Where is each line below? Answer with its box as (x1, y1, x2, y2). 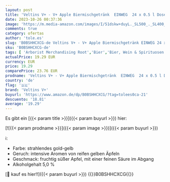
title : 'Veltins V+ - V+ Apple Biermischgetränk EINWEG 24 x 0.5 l (5, 12, 155, 17)
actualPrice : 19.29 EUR (5, 54, 56, 60)
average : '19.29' (5, 102, 42, 107)
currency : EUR (5, 59, 35, 64)
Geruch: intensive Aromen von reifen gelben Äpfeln (12, 151, 120, 157)
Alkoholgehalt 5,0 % (12, 161, 55, 167)
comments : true (5, 26, 37, 31)
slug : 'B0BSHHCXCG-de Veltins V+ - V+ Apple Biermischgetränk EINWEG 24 (5, 40, 162, 45)
